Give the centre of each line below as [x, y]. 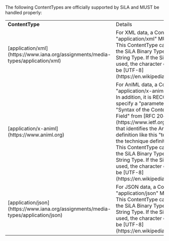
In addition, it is [134, 97]
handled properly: [24, 13]
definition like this [136, 135]
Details [124, 24]
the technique [132, 141]
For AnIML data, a [136, 85]
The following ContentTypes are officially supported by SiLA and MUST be [82, 7]
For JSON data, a [136, 187]
